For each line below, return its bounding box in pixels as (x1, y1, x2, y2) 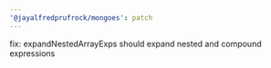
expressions (9, 47, 56, 59)
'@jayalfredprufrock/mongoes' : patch (9, 13, 153, 23)
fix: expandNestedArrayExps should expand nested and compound (9, 38, 262, 49)
